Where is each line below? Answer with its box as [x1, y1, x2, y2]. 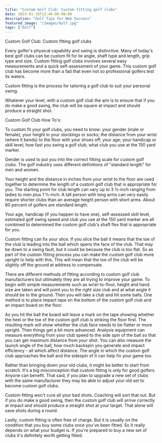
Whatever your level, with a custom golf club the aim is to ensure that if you [5, 97, 155, 103]
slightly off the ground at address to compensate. [5, 262, 103, 268]
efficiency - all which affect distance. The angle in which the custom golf [5, 348, 150, 354]
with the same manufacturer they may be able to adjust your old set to [5, 378, 145, 383]
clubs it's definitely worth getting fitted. [5, 432, 83, 439]
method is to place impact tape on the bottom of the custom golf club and [5, 297, 152, 303]
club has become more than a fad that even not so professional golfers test [5, 68, 154, 74]
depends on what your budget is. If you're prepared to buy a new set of [5, 427, 147, 433]
